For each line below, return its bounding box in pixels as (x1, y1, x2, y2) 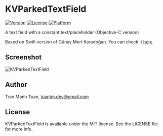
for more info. (5, 126, 33, 132)
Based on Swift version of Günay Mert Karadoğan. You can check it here (5, 38, 153, 45)
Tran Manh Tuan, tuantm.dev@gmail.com (5, 94, 89, 100)
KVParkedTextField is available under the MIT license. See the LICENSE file (5, 121, 158, 127)
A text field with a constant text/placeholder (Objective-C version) (5, 29, 139, 35)
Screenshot (5, 53, 42, 62)
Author (5, 80, 27, 89)
